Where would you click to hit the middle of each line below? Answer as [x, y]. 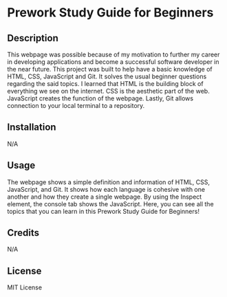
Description [33, 38]
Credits [23, 233]
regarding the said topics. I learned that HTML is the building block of [106, 84]
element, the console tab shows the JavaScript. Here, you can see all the [111, 203]
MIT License [25, 287]
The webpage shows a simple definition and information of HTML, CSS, [109, 182]
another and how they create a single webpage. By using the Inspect [105, 197]
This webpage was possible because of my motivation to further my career [113, 54]
